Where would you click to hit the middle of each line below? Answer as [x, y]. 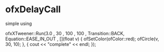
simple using [19, 23]
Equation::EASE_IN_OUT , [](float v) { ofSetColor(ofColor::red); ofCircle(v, [82, 39]
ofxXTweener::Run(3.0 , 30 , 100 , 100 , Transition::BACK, [65, 33]
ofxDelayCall [33, 9]
